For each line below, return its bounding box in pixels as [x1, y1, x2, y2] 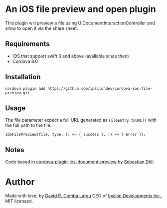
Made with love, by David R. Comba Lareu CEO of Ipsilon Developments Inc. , [5, 193, 163, 199]
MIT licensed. [5, 198, 33, 204]
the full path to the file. [5, 122, 52, 128]
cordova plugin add [5, 86, 46, 91]
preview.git [5, 90, 30, 95]
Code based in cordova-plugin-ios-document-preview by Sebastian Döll [5, 159, 154, 165]
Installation [5, 73, 41, 81]
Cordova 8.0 [12, 58, 38, 64]
